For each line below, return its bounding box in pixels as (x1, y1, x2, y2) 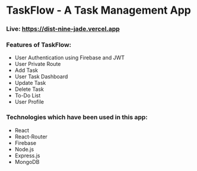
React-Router (14, 133, 47, 140)
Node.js (14, 145, 34, 153)
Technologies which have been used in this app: (6, 113, 148, 122)
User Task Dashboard (14, 73, 68, 80)
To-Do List (14, 92, 41, 99)
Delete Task (14, 85, 45, 93)
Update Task (14, 80, 46, 87)
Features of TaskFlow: (6, 41, 72, 49)
